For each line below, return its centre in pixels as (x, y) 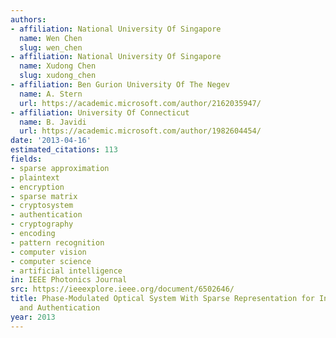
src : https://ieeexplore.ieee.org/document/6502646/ (122, 289)
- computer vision (48, 252)
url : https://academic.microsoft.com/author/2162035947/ (140, 103)
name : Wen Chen (51, 38)
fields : (26, 159)
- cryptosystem (42, 206)
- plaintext (35, 177)
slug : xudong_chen (58, 76)
